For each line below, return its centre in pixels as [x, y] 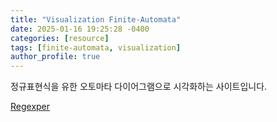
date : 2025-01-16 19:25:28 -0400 [80, 29]
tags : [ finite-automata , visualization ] [96, 47]
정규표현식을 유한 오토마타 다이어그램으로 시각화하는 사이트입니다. [139, 87]
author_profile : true [55, 57]
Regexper [30, 107]
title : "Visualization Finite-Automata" [96, 19]
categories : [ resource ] [60, 38]
